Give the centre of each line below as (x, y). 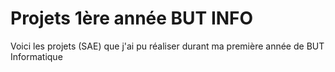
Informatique (36, 56)
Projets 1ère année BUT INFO (132, 18)
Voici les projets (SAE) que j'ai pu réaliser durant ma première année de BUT (167, 46)
